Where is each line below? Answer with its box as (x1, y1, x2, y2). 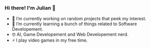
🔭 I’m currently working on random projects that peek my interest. (11, 16, 147, 22)
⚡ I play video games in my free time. (11, 37, 88, 44)
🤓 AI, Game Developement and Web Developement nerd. (11, 32, 129, 38)
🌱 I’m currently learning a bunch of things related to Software (11, 21, 137, 27)
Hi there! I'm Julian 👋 (4, 4, 56, 11)
